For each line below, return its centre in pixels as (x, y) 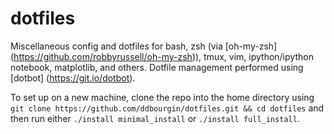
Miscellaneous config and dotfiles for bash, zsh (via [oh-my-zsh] (144, 46)
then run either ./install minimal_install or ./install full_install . (155, 118)
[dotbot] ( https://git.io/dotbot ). (73, 78)
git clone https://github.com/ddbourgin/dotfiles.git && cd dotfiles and (167, 108)
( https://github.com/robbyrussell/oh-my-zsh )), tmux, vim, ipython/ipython (162, 56)
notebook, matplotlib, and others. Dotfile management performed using (157, 67)
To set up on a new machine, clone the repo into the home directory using (162, 97)
